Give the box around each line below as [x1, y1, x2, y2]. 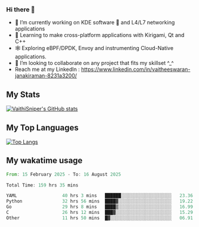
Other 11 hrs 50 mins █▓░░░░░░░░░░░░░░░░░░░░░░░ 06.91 [6, 214, 194, 221]
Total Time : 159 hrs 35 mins [6, 182, 79, 188]
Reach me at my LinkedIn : [14, 66, 80, 73]
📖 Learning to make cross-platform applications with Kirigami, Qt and [14, 32, 185, 39]
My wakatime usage [6, 156, 83, 166]
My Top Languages [6, 122, 79, 133]
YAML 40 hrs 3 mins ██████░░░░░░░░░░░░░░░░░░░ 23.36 [6, 193, 194, 199]
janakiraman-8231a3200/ [14, 72, 77, 79]
